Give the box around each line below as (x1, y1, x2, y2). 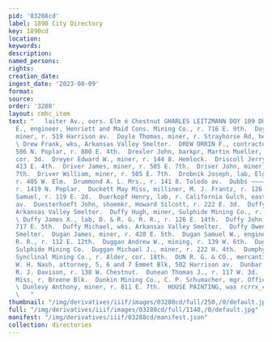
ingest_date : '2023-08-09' (8, 79, 100, 88)
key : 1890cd (8, 27, 49, 35)
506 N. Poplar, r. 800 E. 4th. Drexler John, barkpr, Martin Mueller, (15, 147, 263, 156)
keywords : (8, 42, 42, 50)
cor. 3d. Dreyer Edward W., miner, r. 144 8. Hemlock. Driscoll (15, 155, 244, 163)
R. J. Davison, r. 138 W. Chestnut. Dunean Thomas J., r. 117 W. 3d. (15, 268, 259, 276)
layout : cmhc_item (8, 110, 70, 118)
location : (8, 34, 42, 43)
